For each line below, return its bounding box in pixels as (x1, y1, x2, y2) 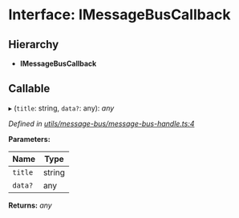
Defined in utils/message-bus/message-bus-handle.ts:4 (8, 119, 195, 128)
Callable (8, 82, 51, 95)
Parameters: (8, 134, 51, 143)
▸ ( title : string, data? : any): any (8, 103, 115, 113)
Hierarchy (8, 38, 59, 51)
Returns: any (8, 200, 52, 210)
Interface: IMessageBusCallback (8, 6, 231, 24)
